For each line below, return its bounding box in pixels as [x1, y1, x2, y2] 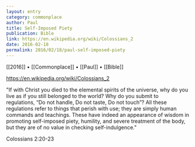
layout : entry [6, 8, 41, 15]
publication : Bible [6, 31, 54, 37]
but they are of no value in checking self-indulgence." [6, 123, 137, 130]
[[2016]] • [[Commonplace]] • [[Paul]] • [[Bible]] [6, 63, 124, 70]
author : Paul [6, 19, 38, 25]
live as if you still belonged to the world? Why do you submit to [6, 92, 159, 99]
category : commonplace [6, 14, 62, 20]
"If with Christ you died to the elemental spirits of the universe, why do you [6, 86, 188, 93]
